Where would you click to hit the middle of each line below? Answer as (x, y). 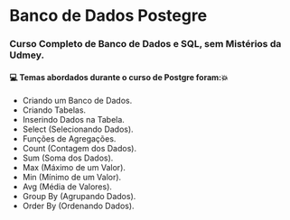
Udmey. (27, 55)
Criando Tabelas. (54, 110)
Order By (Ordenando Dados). (78, 206)
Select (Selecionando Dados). (78, 129)
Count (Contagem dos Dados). (80, 149)
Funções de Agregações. (69, 139)
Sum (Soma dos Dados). (68, 158)
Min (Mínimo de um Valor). (72, 178)
